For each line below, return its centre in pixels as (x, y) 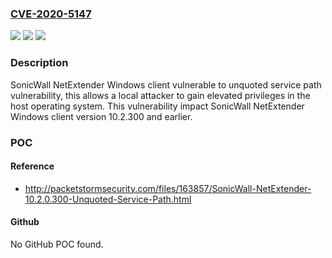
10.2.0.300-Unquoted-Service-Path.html (108, 199)
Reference (32, 166)
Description (39, 63)
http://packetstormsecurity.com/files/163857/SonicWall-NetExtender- (168, 188)
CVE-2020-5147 (51, 14)
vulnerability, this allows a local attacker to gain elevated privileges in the (160, 95)
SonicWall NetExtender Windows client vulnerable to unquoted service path (166, 84)
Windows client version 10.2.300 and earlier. (101, 116)
